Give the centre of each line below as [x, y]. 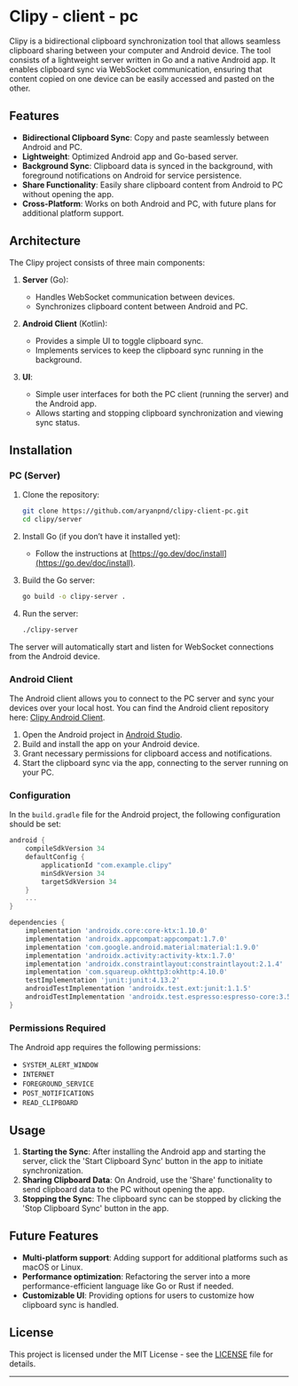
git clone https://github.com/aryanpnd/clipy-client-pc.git [135, 511]
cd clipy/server [52, 520]
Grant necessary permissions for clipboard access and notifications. [147, 753]
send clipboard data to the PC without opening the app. [123, 1189]
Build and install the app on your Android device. [111, 745]
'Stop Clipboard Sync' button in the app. [95, 1208]
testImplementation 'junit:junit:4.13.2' [102, 980]
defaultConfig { [55, 857]
